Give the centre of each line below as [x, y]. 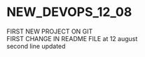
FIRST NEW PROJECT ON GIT [50, 31]
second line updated [36, 46]
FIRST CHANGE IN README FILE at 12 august [72, 38]
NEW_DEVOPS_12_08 [69, 12]
